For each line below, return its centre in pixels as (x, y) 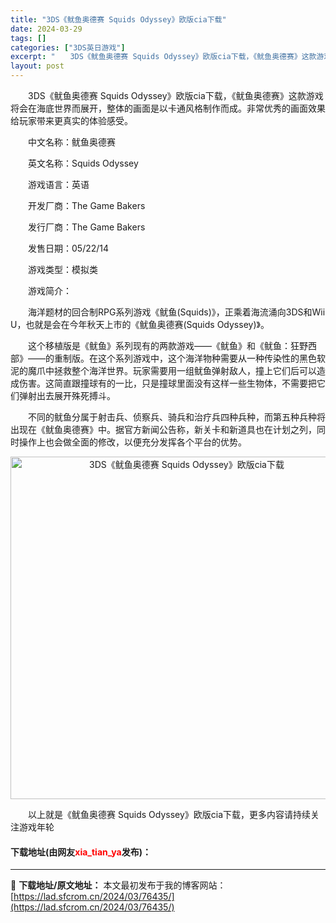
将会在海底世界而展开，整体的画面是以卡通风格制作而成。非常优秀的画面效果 (168, 108)
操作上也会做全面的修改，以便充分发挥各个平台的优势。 (132, 442)
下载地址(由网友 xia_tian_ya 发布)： (81, 852)
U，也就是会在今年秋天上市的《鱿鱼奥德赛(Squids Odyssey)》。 (140, 324)
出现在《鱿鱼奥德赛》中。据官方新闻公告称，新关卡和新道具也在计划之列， (163, 429)
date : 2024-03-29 (46, 29)
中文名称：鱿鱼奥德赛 (71, 142)
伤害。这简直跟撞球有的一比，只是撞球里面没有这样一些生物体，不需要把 (167, 383)
